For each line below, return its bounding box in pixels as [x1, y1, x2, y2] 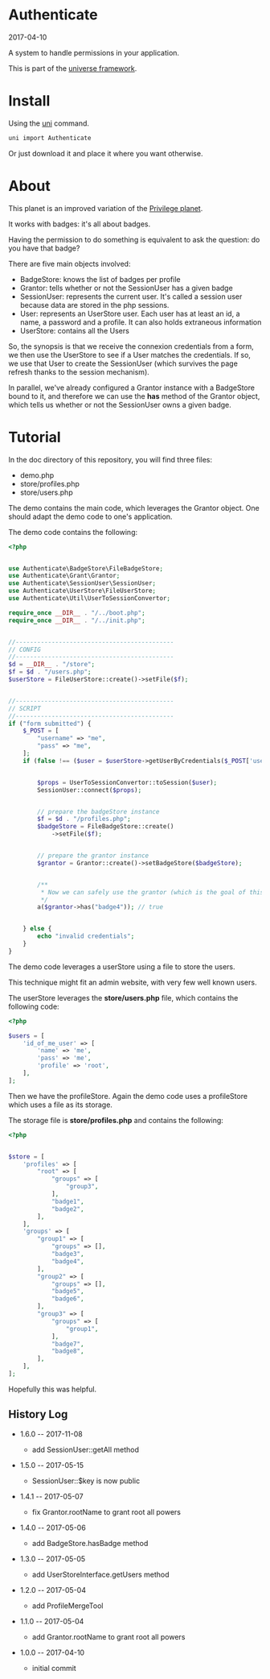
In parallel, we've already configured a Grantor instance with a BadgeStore [8, 383, 256, 392]
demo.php [19, 470, 55, 480]
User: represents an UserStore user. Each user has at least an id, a [19, 309, 240, 318]
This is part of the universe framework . [8, 63, 137, 73]
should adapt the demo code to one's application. [8, 512, 173, 521]
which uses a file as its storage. [8, 1100, 112, 1109]
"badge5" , [51, 1287, 84, 1296]
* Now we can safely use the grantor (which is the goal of [40, 888, 247, 896]
